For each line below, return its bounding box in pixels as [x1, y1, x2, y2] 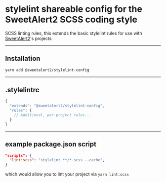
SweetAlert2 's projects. [5, 36, 53, 41]
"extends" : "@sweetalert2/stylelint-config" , [9, 104, 105, 109]
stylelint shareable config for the [5, 3, 142, 15]
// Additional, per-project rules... [14, 112, 92, 118]
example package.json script [5, 140, 96, 148]
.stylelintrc [5, 86, 40, 94]
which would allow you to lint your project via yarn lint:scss [5, 171, 129, 177]
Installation [5, 54, 41, 63]
